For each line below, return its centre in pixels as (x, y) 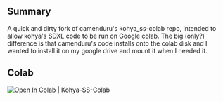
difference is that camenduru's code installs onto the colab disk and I (107, 43)
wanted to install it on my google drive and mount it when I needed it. (107, 50)
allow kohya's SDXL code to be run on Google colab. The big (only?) (106, 36)
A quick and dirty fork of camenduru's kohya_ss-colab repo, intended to (112, 28)
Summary (29, 12)
